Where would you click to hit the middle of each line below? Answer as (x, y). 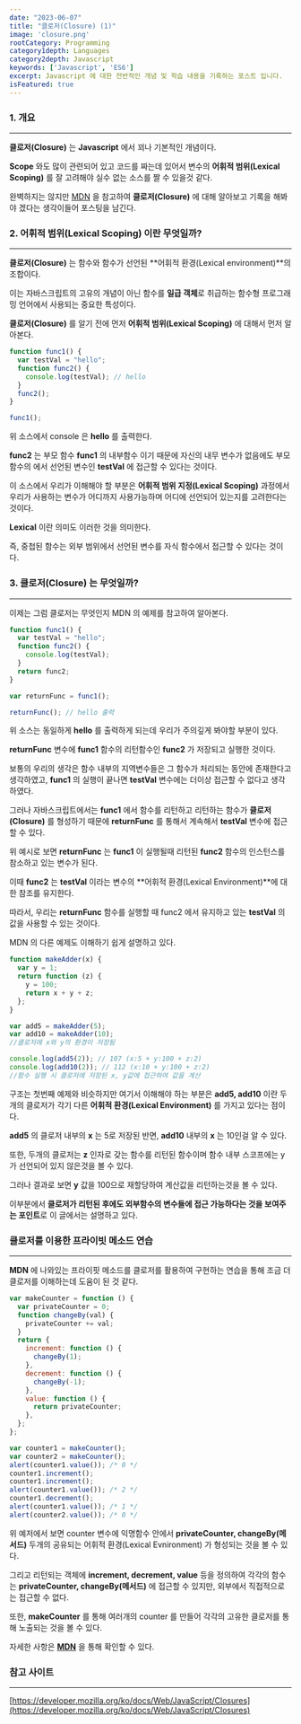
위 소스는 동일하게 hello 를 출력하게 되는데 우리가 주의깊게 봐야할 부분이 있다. (144, 730)
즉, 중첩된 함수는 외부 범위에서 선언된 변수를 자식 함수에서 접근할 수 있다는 (138, 546)
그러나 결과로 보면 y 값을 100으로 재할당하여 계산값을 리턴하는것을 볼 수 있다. (143, 1184)
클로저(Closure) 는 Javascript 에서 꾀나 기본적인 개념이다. (113, 147)
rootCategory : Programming (60, 43)
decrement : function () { (74, 1373)
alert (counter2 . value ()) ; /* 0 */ (74, 1515)
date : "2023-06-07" (46, 18)
